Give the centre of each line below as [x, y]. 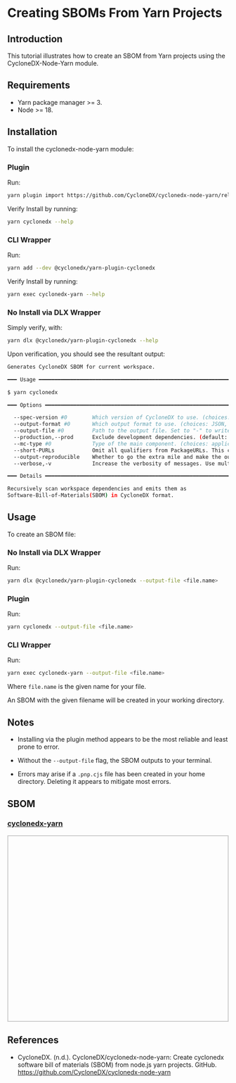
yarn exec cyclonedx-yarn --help [56, 294]
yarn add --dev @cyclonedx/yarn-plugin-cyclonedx [81, 268]
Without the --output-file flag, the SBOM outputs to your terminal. [114, 761]
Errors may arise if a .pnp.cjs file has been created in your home [111, 774]
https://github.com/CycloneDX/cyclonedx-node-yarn [94, 1072]
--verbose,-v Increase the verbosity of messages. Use [114, 463]
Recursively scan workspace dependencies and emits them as [97, 489]
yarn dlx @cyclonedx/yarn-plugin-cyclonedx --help [83, 341]
